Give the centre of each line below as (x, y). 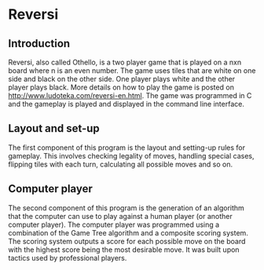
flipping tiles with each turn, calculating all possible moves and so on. (121, 164)
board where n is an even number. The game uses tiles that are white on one (132, 71)
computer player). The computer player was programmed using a (114, 224)
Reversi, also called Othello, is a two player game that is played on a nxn (125, 62)
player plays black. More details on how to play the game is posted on (121, 87)
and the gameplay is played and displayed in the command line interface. (126, 104)
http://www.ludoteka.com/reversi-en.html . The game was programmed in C (130, 95)
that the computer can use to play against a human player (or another (121, 216)
